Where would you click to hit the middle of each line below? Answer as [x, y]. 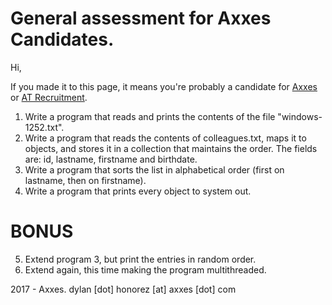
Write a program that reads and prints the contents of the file [150, 116]
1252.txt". [44, 127]
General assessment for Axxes [141, 18]
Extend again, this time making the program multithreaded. [145, 269]
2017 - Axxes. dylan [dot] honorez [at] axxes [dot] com [123, 289]
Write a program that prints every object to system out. [138, 191]
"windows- [300, 116]
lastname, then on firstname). [85, 180]
